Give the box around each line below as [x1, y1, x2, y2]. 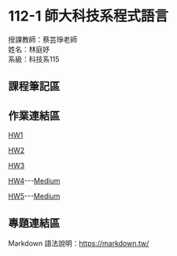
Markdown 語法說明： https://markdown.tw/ [8, 238, 149, 248]
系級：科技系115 [8, 54, 60, 64]
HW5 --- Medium [8, 191, 61, 201]
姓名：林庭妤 [8, 44, 50, 54]
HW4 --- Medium [8, 176, 61, 186]
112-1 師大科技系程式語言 [8, 7, 169, 25]
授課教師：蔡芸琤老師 [8, 35, 77, 44]
